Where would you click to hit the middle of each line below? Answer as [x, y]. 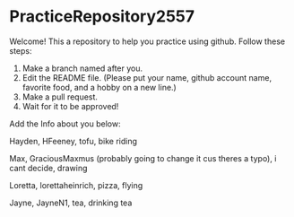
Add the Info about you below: [65, 124]
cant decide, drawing [48, 168]
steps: [21, 50]
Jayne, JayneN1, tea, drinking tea [71, 203]
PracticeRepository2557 [102, 17]
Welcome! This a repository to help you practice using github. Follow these [147, 41]
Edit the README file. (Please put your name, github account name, [147, 77]
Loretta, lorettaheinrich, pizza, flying [76, 185]
